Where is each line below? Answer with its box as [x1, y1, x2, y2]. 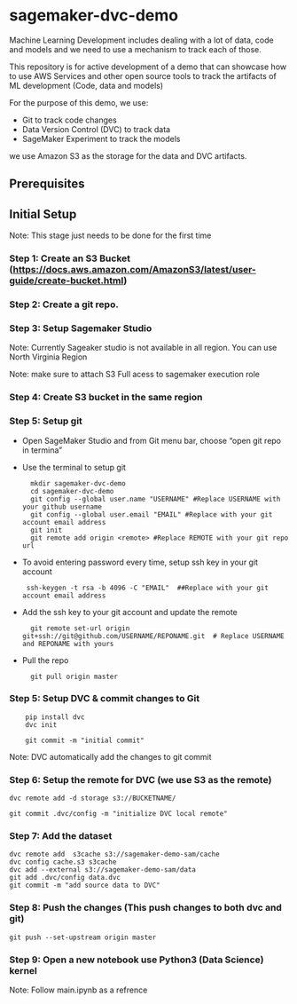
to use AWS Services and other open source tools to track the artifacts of [9, 70, 277, 81]
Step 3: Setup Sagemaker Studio [9, 321, 152, 334]
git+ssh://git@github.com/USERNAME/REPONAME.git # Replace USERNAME [21, 631, 285, 640]
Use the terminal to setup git [21, 462, 127, 472]
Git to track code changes [21, 115, 117, 125]
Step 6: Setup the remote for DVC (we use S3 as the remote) [9, 773, 272, 786]
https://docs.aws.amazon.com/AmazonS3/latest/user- [12, 264, 257, 276]
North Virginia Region [9, 352, 88, 362]
